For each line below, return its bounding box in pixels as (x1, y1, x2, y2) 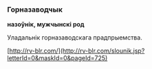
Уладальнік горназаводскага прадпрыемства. (7, 33, 142, 42)
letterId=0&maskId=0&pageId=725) (7, 54, 108, 62)
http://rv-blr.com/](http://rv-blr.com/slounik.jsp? (9, 46, 145, 55)
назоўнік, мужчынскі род (7, 20, 85, 29)
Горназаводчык (7, 5, 63, 14)
